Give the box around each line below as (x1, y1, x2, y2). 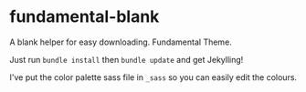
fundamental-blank (9, 6, 160, 27)
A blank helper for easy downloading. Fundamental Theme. (9, 36, 233, 47)
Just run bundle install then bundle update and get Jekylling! (9, 54, 244, 65)
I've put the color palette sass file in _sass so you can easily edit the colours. (9, 71, 298, 83)
